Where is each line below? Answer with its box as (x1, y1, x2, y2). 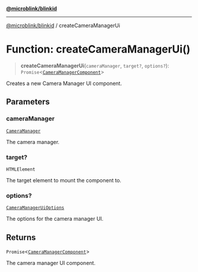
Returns (6, 232, 37, 242)
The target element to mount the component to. (6, 176, 122, 183)
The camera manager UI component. (6, 260, 96, 267)
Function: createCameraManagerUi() (6, 42, 190, 56)
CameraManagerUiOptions (6, 205, 65, 211)
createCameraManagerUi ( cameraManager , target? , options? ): (20, 62, 170, 69)
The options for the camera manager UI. (6, 215, 104, 222)
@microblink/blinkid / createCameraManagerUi (6, 22, 121, 29)
